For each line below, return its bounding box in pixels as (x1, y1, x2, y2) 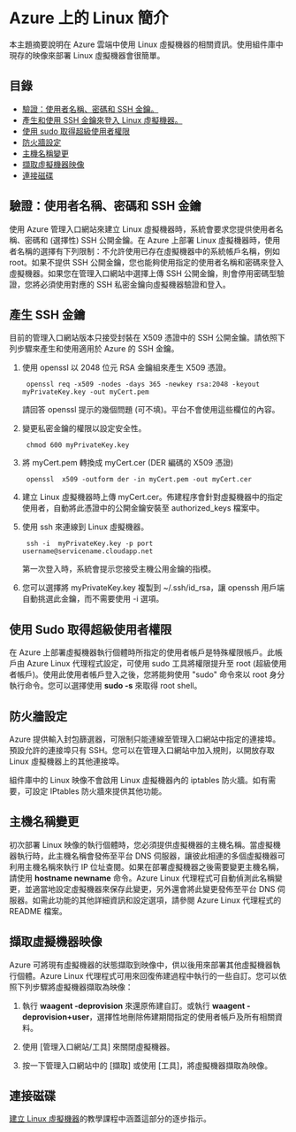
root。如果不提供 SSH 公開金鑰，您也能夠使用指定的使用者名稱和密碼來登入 (9, 257, 285, 267)
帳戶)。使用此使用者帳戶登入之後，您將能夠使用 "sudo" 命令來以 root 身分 (16, 669, 285, 680)
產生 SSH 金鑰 (9, 307, 86, 322)
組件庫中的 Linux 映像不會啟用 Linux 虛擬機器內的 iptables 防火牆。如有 (9, 775, 269, 785)
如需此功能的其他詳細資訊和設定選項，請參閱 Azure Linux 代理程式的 (32, 895, 282, 905)
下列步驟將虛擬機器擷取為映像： (16, 982, 133, 992)
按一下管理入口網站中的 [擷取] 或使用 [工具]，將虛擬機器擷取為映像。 (21, 1059, 273, 1071)
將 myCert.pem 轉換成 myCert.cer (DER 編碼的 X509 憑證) (21, 458, 234, 468)
